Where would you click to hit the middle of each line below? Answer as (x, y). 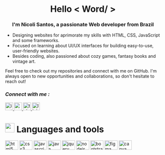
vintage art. (24, 61)
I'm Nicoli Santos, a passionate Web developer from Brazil (83, 25)
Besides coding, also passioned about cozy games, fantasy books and (84, 56)
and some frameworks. (36, 40)
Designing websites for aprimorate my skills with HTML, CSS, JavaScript (86, 35)
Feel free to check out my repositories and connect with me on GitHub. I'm (81, 71)
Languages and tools (60, 129)
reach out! (16, 81)
